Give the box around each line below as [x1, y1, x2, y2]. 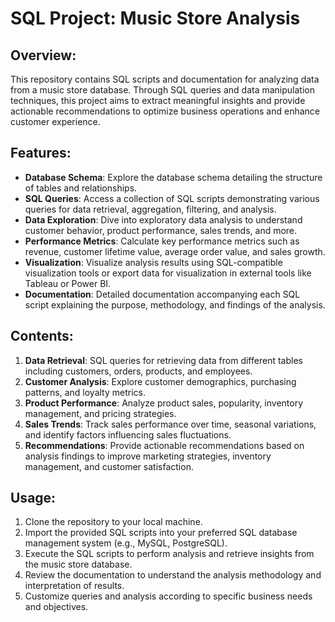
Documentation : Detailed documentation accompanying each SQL [24, 288, 301, 300]
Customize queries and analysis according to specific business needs [24, 590, 313, 602]
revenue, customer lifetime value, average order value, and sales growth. [24, 245, 326, 257]
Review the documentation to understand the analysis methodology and [24, 569, 322, 581]
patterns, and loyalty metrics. [24, 386, 146, 398]
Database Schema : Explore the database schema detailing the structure [24, 171, 323, 183]
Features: [10, 145, 72, 162]
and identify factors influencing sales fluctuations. [24, 428, 232, 441]
